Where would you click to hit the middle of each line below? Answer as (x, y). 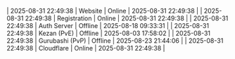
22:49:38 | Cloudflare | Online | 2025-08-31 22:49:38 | (86, 48)
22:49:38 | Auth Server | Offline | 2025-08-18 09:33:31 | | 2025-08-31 (108, 26)
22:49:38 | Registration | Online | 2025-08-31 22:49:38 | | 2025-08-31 (127, 18)
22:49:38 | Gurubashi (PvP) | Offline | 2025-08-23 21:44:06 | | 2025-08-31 (115, 41)
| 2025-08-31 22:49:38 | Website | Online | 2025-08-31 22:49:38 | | (104, 11)
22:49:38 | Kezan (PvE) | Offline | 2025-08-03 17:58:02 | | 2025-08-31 (109, 33)
